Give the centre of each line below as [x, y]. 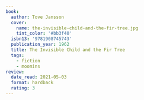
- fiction [28, 61]
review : [15, 72]
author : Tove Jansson [38, 17]
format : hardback [32, 83]
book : [12, 11]
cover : [19, 22]
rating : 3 [23, 88]
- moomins [28, 66]
